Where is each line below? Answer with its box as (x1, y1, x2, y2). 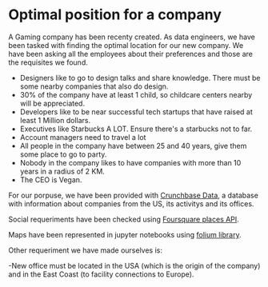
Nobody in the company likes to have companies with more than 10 (19, 157, 242, 167)
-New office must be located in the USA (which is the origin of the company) (8, 261, 261, 270)
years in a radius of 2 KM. (19, 166, 106, 176)
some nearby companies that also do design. (19, 82, 169, 91)
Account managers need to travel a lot (19, 132, 146, 142)
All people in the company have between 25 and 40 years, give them (19, 141, 247, 150)
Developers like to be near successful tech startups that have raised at (19, 106, 254, 117)
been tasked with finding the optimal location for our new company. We (8, 40, 244, 50)
